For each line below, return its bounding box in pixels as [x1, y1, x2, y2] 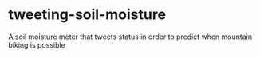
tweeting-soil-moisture [8, 6, 166, 24]
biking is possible [8, 40, 65, 49]
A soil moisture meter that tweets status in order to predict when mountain [8, 32, 253, 41]
